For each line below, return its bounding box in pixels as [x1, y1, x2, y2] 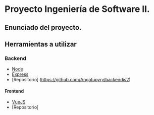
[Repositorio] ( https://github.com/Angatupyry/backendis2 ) [11, 77, 131, 83]
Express [11, 71, 29, 77]
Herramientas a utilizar [4, 40, 77, 48]
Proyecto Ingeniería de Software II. [4, 3, 150, 15]
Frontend [4, 88, 24, 94]
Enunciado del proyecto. [4, 23, 82, 32]
